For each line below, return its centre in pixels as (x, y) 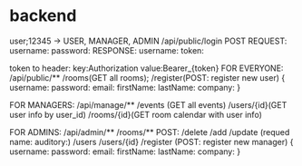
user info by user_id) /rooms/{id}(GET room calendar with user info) (136, 114)
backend (43, 16)
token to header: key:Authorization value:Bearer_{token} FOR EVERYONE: (146, 68)
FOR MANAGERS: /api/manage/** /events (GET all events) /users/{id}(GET (148, 104)
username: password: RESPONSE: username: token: (107, 50)
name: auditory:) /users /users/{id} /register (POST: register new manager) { (151, 142)
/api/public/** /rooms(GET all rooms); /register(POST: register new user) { (147, 77)
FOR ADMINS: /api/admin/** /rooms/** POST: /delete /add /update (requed (150, 132)
